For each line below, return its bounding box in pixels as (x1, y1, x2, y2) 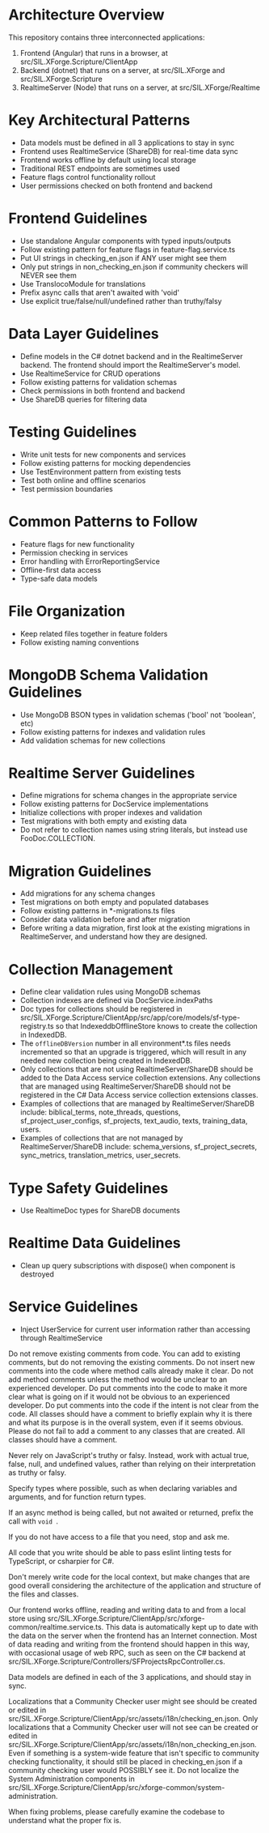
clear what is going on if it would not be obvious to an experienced (8, 1392, 230, 1402)
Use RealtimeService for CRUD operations (19, 369, 162, 378)
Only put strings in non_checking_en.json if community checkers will (19, 262, 249, 271)
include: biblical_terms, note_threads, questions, (19, 1107, 181, 1117)
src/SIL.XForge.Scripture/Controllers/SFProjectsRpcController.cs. (8, 1656, 225, 1666)
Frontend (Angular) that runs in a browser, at (19, 48, 168, 58)
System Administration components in (8, 1774, 136, 1784)
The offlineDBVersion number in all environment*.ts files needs (19, 1038, 232, 1048)
